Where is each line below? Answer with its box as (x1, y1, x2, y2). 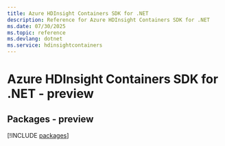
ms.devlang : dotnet (7, 36, 63, 42)
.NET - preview (7, 86, 94, 101)
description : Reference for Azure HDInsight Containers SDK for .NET (7, 16, 211, 23)
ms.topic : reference (7, 29, 67, 36)
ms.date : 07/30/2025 (7, 23, 67, 29)
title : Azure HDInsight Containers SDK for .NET (7, 10, 149, 17)
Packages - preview (7, 113, 94, 125)
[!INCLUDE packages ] (7, 132, 69, 139)
